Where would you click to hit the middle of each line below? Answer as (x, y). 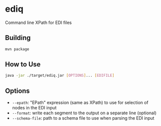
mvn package (17, 49)
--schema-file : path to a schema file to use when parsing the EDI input (83, 118)
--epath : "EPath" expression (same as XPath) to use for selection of (80, 103)
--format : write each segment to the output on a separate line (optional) (84, 113)
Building (18, 38)
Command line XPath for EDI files (39, 22)
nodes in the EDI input (34, 108)
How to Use (23, 64)
